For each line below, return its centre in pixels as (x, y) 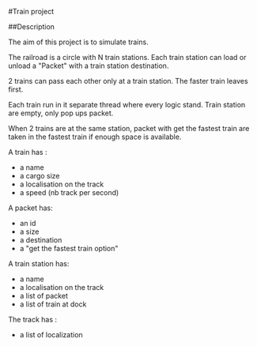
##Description (32, 26)
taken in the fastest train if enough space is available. (95, 137)
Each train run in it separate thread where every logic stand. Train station (127, 105)
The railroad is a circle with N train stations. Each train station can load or (127, 57)
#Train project (31, 11)
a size (29, 231)
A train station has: (39, 263)
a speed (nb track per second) (69, 192)
